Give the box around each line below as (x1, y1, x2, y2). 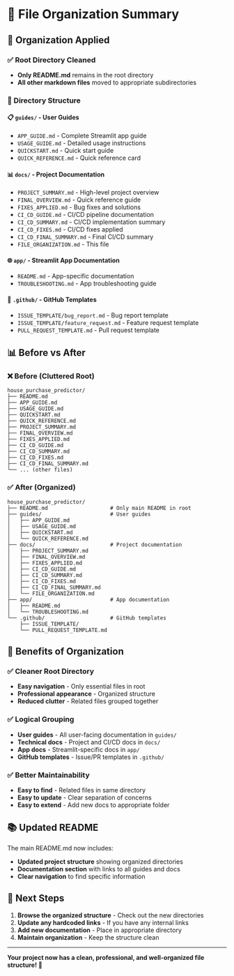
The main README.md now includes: (7, 843, 114, 852)
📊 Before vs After (7, 347, 86, 359)
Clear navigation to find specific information (17, 872, 146, 880)
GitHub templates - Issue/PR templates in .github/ (17, 753, 165, 761)
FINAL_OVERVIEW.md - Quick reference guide (17, 195, 141, 204)
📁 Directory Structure (7, 96, 81, 105)
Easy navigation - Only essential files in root (17, 682, 146, 691)
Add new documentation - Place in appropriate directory (17, 926, 182, 934)
